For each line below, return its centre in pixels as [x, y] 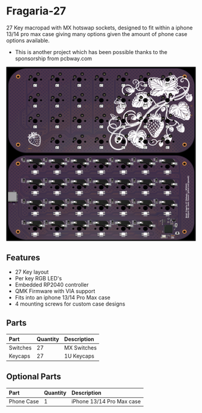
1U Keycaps [79, 356]
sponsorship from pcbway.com [53, 58]
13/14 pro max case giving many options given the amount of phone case [97, 34]
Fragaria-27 [36, 11]
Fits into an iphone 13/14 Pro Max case [63, 298]
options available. [28, 40]
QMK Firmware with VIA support [55, 291]
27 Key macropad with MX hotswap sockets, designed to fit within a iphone [99, 28]
